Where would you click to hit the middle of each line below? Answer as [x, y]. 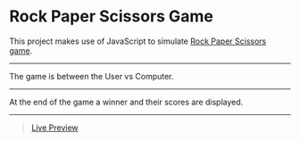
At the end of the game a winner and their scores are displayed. [126, 102]
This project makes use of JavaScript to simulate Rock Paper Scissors [138, 41]
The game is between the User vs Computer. [92, 76]
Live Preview [54, 128]
